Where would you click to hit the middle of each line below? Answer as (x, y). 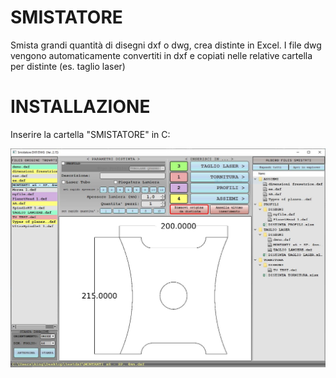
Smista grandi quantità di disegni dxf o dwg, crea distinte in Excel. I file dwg (166, 45)
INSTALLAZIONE (80, 107)
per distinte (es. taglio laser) (68, 66)
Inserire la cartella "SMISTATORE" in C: (90, 134)
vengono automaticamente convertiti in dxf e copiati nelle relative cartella (161, 55)
